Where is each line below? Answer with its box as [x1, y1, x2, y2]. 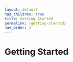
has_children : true [4, 12, 45, 17]
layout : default [4, 7, 38, 12]
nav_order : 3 [4, 25, 31, 30]
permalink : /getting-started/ [4, 21, 67, 26]
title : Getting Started [4, 16, 53, 21]
